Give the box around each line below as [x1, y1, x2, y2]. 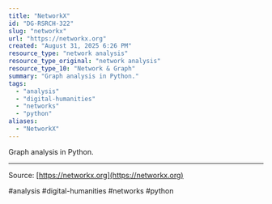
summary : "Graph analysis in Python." [8, 72, 139, 80]
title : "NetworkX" [8, 11, 70, 20]
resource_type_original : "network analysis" [8, 57, 161, 66]
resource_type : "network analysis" [8, 49, 129, 57]
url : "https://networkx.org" [8, 34, 107, 43]
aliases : [8, 117, 38, 125]
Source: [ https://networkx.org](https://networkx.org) [8, 170, 184, 180]
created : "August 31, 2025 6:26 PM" [8, 42, 132, 50]
